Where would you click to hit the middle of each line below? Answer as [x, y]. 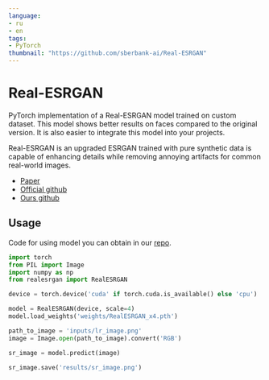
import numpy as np [41, 272]
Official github [43, 189]
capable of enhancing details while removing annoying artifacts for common [135, 156]
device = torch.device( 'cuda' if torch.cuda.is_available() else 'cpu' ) [133, 295]
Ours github [40, 197]
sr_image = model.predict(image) [64, 353]
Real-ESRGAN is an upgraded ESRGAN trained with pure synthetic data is [130, 148]
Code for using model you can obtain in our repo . [90, 242]
